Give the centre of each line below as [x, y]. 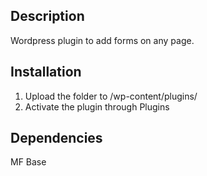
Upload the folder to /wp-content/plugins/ [111, 96]
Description [47, 16]
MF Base [28, 162]
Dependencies [56, 138]
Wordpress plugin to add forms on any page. [102, 40]
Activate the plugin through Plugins [97, 106]
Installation [46, 72]
